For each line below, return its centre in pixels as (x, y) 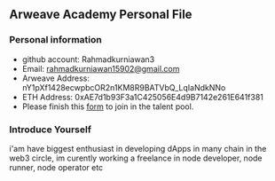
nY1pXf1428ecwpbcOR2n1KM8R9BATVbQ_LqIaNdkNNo (124, 87)
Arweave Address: (56, 78)
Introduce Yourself (50, 130)
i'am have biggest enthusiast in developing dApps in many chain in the (138, 148)
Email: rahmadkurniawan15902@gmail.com (101, 68)
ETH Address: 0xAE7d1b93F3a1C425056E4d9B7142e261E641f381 (143, 97)
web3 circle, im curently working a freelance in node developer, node (136, 158)
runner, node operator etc (56, 167)
